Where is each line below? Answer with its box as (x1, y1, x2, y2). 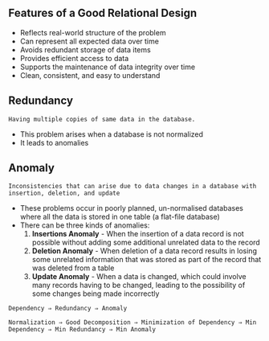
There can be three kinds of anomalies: (19, 220, 150, 230)
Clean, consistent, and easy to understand (19, 70, 161, 80)
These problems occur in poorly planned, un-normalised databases (19, 203, 243, 213)
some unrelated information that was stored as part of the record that (31, 255, 262, 265)
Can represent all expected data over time (19, 36, 159, 46)
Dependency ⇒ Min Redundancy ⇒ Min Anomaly (8, 326, 157, 334)
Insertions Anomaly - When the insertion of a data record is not (31, 229, 245, 239)
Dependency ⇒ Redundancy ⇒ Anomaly (8, 305, 128, 313)
